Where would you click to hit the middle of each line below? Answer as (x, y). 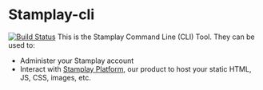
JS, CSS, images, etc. (56, 77)
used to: (22, 45)
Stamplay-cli (52, 15)
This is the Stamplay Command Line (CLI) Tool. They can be (156, 37)
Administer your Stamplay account (77, 61)
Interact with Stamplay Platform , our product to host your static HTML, (135, 68)
